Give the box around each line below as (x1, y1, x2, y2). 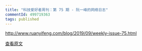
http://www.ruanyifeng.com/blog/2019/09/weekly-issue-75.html (5, 30, 137, 36)
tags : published (5, 16, 39, 21)
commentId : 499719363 (5, 12, 50, 17)
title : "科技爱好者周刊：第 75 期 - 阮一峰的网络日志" (5, 7, 108, 12)
